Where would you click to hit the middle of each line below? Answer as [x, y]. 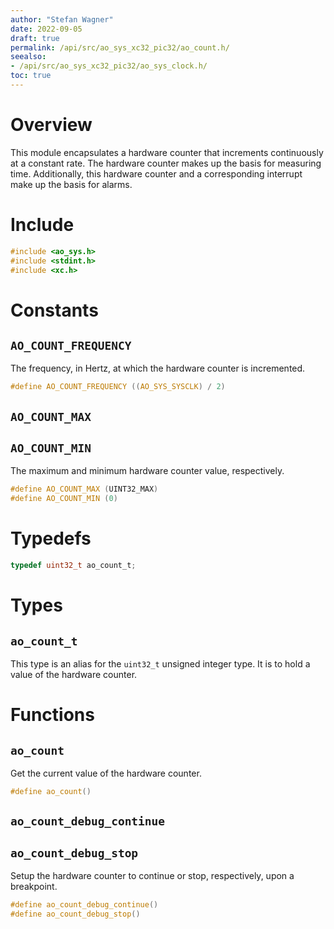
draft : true [35, 38]
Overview [51, 125]
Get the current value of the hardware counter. [106, 773]
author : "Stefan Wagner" [62, 19]
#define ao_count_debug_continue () [84, 905]
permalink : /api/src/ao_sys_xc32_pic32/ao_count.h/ [120, 47]
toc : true [31, 76]
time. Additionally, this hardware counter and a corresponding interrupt [156, 173]
